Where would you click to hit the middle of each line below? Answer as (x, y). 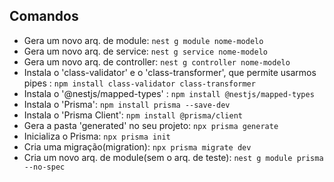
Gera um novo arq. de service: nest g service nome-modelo (145, 51)
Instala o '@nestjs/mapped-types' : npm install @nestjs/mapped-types (169, 93)
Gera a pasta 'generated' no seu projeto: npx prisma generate (151, 125)
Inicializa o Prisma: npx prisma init (97, 136)
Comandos (44, 16)
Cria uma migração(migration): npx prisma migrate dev (137, 146)
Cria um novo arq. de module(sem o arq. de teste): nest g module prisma (173, 157)
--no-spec (44, 167)
